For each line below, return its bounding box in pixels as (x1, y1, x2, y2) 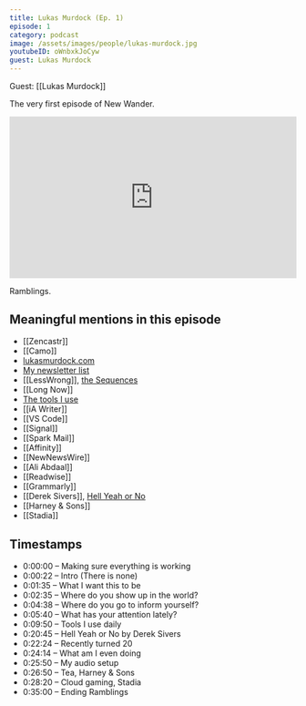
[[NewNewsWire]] (22, 452, 91, 463)
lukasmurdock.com (22, 355, 96, 366)
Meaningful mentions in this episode (9, 312, 221, 327)
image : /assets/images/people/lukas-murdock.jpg (9, 38, 198, 48)
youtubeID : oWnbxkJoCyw (9, 47, 100, 56)
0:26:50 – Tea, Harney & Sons (22, 667, 135, 679)
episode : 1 (9, 22, 51, 31)
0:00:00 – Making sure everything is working (22, 561, 191, 572)
